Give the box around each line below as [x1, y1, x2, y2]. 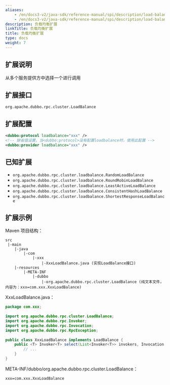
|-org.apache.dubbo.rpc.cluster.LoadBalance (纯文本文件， [41, 279, 164, 284]
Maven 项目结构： [5, 228, 43, 234]
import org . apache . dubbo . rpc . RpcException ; [5, 328, 99, 333]
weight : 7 [5, 40, 26, 45]
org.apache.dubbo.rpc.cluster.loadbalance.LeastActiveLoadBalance [12, 183, 156, 188]
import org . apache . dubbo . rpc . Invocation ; [5, 323, 94, 328]
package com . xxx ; [5, 304, 42, 310]
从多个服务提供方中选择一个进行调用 [5, 74, 81, 81]
